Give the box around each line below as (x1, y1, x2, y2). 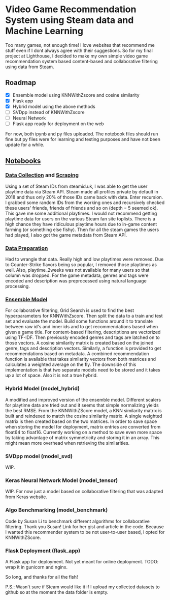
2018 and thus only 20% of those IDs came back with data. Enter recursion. (5, 194, 163, 200)
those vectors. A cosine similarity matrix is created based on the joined (5, 340, 154, 346)
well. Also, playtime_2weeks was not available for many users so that (5, 267, 150, 273)
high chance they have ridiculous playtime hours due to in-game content (5, 221, 157, 227)
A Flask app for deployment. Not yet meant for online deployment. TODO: (5, 558, 159, 564)
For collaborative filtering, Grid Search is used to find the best (5, 307, 134, 313)
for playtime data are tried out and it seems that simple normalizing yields (5, 402, 159, 408)
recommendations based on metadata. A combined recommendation (5, 351, 149, 357)
